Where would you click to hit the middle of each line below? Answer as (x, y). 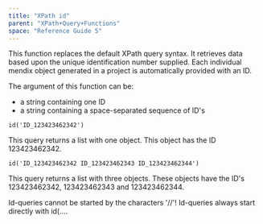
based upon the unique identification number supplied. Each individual (125, 62)
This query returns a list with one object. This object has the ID (112, 140)
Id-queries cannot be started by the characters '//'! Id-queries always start (132, 203)
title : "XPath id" (39, 16)
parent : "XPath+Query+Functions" (64, 23)
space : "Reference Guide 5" (55, 31)
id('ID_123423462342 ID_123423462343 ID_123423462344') (104, 164)
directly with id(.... (38, 211)
